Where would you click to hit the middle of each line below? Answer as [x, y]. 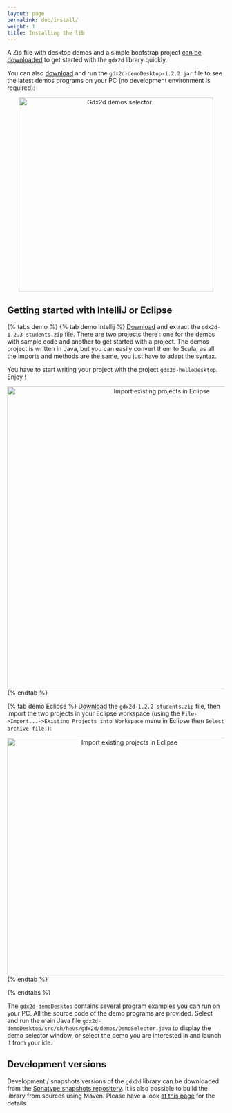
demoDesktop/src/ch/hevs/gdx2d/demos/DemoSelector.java [89, 1029]
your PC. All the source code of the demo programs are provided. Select [110, 1013]
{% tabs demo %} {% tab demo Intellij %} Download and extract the [104, 327]
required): [21, 88]
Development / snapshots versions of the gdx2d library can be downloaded [113, 1081]
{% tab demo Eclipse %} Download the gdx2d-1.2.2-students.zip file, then [114, 707]
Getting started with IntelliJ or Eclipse [90, 310]
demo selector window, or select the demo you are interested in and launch [114, 1036]
